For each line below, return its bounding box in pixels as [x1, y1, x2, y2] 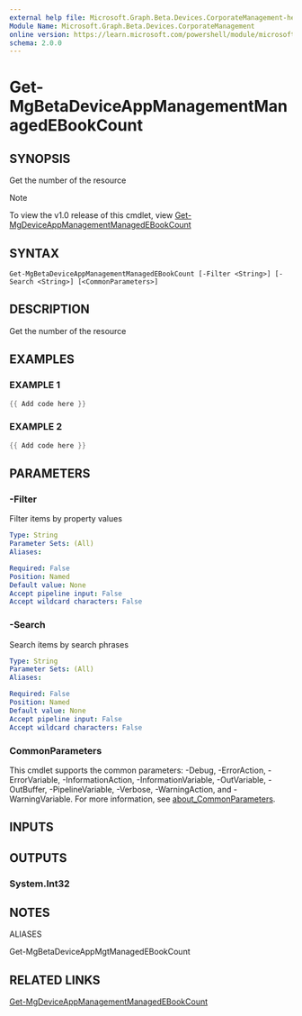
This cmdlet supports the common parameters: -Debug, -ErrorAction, [9, 765, 267, 776]
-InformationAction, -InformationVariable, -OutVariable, [62, 774, 267, 785]
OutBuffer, [9, 784, 48, 794]
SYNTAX [9, 245, 60, 261]
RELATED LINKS [9, 972, 101, 987]
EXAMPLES [9, 352, 75, 367]
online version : [9, 30, 70, 39]
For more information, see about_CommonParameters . [75, 794, 276, 804]
